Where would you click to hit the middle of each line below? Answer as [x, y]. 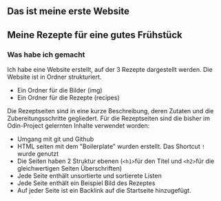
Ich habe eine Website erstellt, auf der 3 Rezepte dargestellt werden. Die [110, 70]
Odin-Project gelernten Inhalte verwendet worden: [78, 126]
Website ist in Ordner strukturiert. [54, 77]
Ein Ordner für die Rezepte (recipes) [68, 98]
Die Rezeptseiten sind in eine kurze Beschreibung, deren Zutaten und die [110, 111]
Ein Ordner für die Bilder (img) [60, 90]
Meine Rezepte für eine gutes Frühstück [95, 35]
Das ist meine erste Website [68, 11]
